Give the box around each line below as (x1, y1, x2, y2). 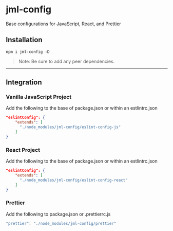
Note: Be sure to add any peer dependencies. (18, 58, 115, 64)
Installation (6, 35, 43, 44)
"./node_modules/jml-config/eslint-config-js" (19, 125, 121, 130)
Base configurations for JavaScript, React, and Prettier (6, 21, 121, 27)
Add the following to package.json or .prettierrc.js (6, 211, 111, 217)
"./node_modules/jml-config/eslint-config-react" (19, 177, 128, 183)
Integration (6, 78, 43, 87)
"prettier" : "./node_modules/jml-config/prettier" (6, 221, 117, 226)
